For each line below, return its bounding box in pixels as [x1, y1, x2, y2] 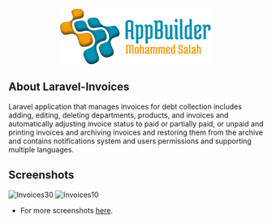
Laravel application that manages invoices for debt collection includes [8, 101, 242, 111]
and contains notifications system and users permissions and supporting [8, 135, 252, 146]
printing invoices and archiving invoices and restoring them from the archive [8, 127, 264, 137]
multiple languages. [8, 144, 75, 154]
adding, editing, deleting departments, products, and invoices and [8, 110, 229, 120]
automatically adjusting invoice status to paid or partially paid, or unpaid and [8, 118, 264, 128]
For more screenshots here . [19, 205, 114, 215]
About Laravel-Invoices [8, 80, 130, 94]
